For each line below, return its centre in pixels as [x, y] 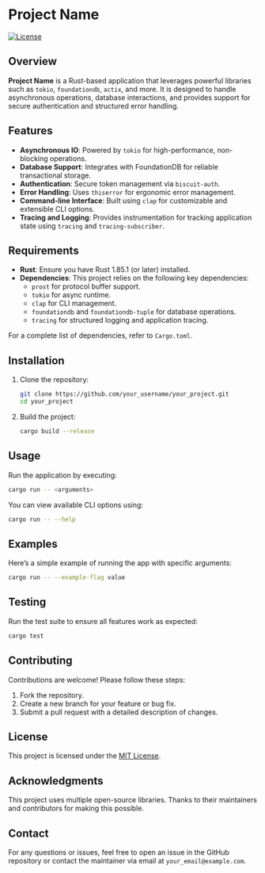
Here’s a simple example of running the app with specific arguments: [120, 563]
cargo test [26, 636]
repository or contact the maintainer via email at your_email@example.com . [127, 861]
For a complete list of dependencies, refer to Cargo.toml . [100, 335]
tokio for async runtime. [71, 295]
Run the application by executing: [62, 475]
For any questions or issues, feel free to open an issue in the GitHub [119, 852]
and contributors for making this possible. [76, 808]
